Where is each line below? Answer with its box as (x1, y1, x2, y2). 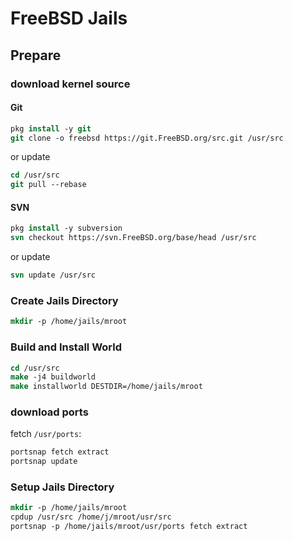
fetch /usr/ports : (10, 428, 82, 440)
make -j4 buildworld (10, 372, 97, 382)
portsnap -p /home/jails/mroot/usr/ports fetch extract (10, 522, 248, 532)
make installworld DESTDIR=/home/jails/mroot (10, 382, 203, 392)
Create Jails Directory (10, 293, 119, 307)
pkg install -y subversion (10, 223, 123, 234)
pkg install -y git (10, 123, 92, 134)
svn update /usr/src (10, 270, 97, 281)
